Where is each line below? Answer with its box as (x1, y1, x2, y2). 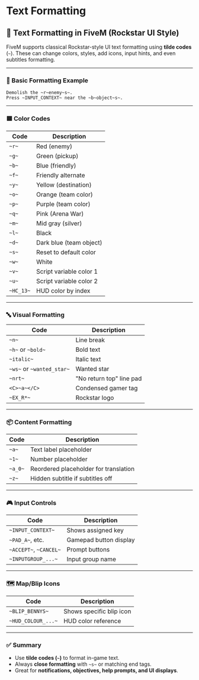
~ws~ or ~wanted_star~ (9, 364, 70, 373)
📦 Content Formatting (6, 418, 72, 426)
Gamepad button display (66, 536, 135, 544)
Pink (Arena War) (36, 209, 84, 217)
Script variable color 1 (36, 267, 98, 275)
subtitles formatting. (6, 56, 55, 63)
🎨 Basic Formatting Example (6, 76, 89, 84)
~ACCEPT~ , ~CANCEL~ (9, 546, 61, 554)
